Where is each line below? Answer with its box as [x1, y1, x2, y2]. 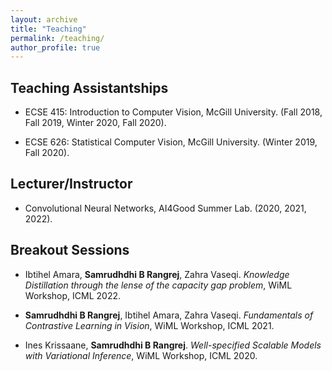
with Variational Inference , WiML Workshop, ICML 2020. [24, 349, 258, 361]
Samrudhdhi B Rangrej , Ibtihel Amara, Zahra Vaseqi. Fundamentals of [24, 309, 314, 321]
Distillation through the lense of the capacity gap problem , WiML [24, 279, 293, 291]
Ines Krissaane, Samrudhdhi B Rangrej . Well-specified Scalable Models [24, 339, 322, 351]
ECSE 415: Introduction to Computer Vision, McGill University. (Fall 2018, [24, 106, 323, 118]
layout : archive [10, 14, 78, 25]
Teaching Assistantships [10, 79, 169, 96]
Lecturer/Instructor [10, 176, 133, 193]
